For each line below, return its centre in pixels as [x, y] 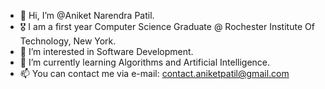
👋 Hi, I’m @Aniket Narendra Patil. [87, 15]
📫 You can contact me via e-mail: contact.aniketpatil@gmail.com [154, 73]
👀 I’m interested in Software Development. [106, 51]
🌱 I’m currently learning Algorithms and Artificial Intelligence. [145, 62]
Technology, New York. [68, 41]
